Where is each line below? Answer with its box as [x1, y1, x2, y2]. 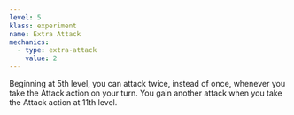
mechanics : [9, 37, 50, 47]
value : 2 [25, 54, 58, 63]
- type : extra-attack [17, 46, 97, 55]
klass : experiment [9, 21, 77, 30]
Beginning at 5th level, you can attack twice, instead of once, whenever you [9, 79, 286, 88]
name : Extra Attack [9, 29, 81, 38]
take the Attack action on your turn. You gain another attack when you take [9, 88, 282, 98]
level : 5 [9, 12, 42, 22]
